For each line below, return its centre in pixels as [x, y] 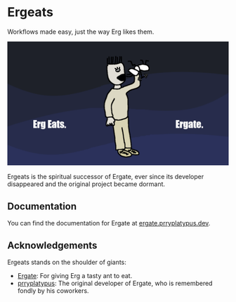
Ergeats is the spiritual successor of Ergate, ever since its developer [106, 177]
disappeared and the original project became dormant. [86, 184]
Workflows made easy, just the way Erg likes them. [81, 32]
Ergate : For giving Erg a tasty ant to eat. [75, 276]
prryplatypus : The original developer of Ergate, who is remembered [115, 283]
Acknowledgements [52, 245]
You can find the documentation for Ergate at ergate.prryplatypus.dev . [109, 223]
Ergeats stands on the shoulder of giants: [67, 262]
